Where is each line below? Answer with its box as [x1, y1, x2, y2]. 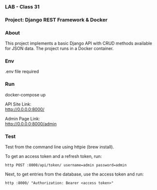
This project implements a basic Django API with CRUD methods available [5, 40, 153, 47]
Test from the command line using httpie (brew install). [5, 144, 114, 150]
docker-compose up [5, 92, 46, 97]
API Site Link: [5, 101, 31, 107]
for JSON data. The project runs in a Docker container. [5, 46, 114, 51]
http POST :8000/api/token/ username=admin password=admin [5, 163, 127, 168]
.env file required [5, 69, 39, 75]
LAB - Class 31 [5, 3, 40, 10]
